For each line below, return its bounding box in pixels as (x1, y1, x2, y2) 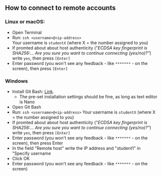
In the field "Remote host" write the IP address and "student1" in (12, 145, 141, 151)
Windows (5, 78, 28, 84)
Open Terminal (12, 29, 42, 35)
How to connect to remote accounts (5, 4, 116, 12)
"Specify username (12, 150, 51, 156)
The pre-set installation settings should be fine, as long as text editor (19, 94, 158, 99)
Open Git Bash (12, 104, 41, 110)
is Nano (19, 99, 35, 105)
